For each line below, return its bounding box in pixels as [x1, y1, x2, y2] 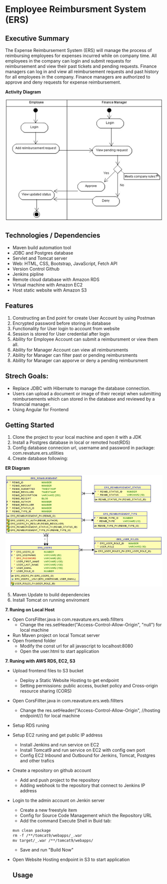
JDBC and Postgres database [12, 250, 73, 256]
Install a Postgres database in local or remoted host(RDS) [12, 439, 130, 446]
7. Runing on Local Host [5, 606, 55, 612]
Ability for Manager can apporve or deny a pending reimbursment [12, 357, 148, 363]
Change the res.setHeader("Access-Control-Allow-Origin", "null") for [19, 621, 162, 627]
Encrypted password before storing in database [12, 320, 111, 326]
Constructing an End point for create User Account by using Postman [12, 315, 155, 321]
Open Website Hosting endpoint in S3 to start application [12, 856, 130, 862]
